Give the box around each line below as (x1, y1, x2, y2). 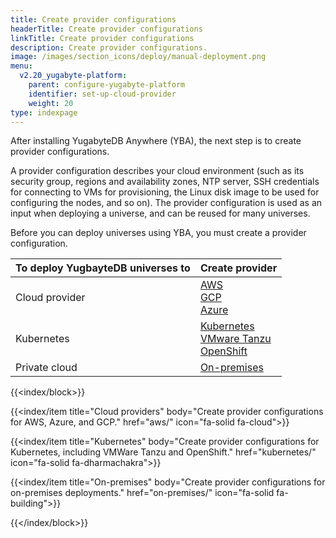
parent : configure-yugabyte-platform (28, 80, 186, 90)
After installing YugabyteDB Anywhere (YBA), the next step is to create (10, 135, 302, 147)
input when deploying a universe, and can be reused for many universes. (10, 207, 311, 220)
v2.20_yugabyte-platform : (19, 71, 128, 81)
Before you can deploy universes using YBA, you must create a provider (10, 227, 307, 239)
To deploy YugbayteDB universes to (15, 261, 191, 275)
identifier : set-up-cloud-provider (28, 89, 177, 99)
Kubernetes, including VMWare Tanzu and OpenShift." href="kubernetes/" (10, 446, 317, 458)
